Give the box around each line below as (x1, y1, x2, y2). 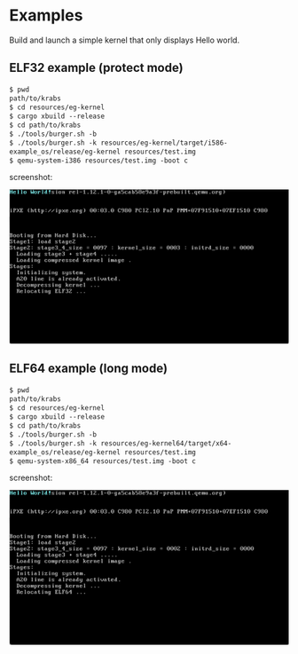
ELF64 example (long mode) (9, 361, 169, 376)
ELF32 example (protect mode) (9, 60, 184, 75)
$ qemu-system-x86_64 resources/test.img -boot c (9, 456, 197, 466)
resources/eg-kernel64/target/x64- (100, 438, 232, 448)
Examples (9, 5, 83, 26)
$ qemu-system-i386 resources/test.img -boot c (9, 156, 189, 165)
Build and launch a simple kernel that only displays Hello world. (9, 35, 240, 45)
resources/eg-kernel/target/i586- (100, 138, 228, 147)
